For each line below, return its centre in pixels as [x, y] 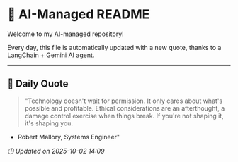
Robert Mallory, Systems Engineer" [69, 137]
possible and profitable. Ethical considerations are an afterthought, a [125, 108]
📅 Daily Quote [38, 84]
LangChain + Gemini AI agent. [51, 55]
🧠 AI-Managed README [79, 14]
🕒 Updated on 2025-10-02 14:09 [56, 151]
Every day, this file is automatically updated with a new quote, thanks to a [114, 47]
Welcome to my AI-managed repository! [66, 34]
